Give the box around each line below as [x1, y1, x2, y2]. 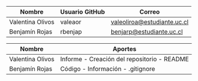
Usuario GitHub [60, 8, 105, 16]
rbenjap [60, 28, 82, 35]
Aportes [112, 45, 136, 53]
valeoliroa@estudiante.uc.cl [110, 18, 189, 26]
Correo [139, 8, 160, 16]
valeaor [60, 18, 82, 26]
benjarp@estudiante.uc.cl [110, 28, 183, 35]
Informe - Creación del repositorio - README [60, 55, 190, 63]
